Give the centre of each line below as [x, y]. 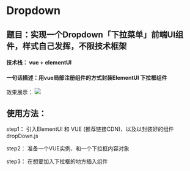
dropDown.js [22, 136]
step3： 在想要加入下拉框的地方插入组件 [57, 161]
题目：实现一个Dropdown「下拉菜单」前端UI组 [95, 34]
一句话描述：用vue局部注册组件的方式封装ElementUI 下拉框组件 [87, 77]
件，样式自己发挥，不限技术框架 [67, 46]
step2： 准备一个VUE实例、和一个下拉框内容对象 [68, 148]
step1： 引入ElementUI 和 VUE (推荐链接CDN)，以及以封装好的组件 [90, 129]
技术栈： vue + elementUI [39, 63]
